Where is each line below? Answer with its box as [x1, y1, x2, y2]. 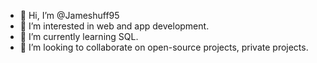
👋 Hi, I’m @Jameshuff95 [19, 10, 120, 21]
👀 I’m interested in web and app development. [19, 20, 210, 32]
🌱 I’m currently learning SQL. [19, 31, 139, 42]
